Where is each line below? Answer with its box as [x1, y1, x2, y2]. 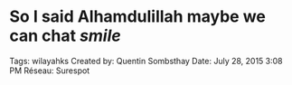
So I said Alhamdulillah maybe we [9, 6, 267, 27]
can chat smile [9, 25, 122, 46]
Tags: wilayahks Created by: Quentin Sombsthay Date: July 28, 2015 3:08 [9, 55, 283, 66]
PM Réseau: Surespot [9, 65, 90, 76]
